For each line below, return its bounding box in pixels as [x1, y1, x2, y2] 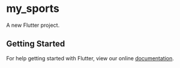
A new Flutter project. [6, 21, 60, 29]
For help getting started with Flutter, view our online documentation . [6, 54, 174, 61]
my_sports [6, 2, 60, 16]
